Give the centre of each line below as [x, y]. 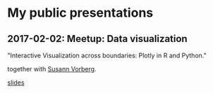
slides [16, 83]
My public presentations [80, 13]
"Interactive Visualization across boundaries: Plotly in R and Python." [107, 55]
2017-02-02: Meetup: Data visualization [98, 39]
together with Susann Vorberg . [52, 69]
